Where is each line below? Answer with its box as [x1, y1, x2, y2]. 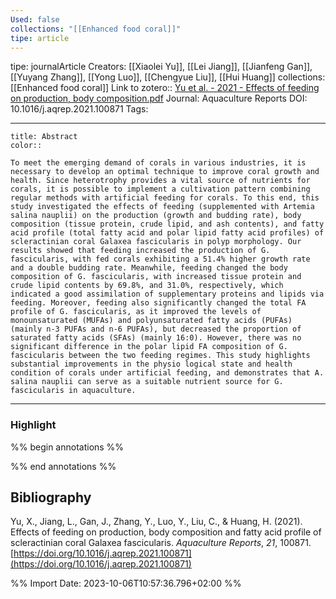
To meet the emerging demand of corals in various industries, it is [10, 158, 307, 168]
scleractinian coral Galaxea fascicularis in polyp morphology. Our [10, 237, 302, 247]
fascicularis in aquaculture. [10, 386, 137, 396]
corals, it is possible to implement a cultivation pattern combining [10, 184, 311, 195]
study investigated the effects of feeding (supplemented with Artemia [10, 202, 315, 212]
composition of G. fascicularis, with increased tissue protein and [10, 272, 302, 282]
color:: [10, 141, 43, 151]
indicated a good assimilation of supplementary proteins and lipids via [10, 289, 325, 300]
